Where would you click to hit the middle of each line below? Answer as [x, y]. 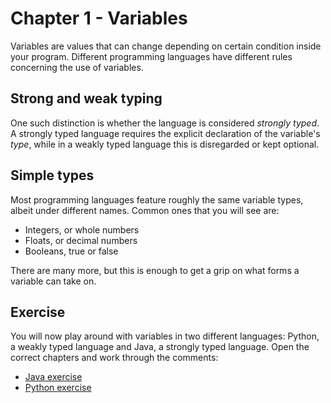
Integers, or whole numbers [82, 229]
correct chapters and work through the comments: [114, 358]
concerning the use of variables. [77, 67]
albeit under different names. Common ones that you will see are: [145, 210]
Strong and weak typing [86, 98]
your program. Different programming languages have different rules [151, 56]
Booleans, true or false [71, 251]
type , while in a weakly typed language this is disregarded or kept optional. [165, 144]
